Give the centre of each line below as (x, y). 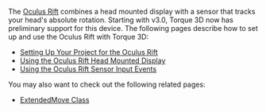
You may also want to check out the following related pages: (107, 84)
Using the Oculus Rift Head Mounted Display (93, 60)
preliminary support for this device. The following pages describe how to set (133, 28)
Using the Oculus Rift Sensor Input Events (88, 69)
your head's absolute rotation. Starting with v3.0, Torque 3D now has (121, 20)
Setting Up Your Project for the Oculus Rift (89, 52)
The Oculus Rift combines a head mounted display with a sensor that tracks (132, 12)
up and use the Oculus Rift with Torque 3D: (79, 37)
